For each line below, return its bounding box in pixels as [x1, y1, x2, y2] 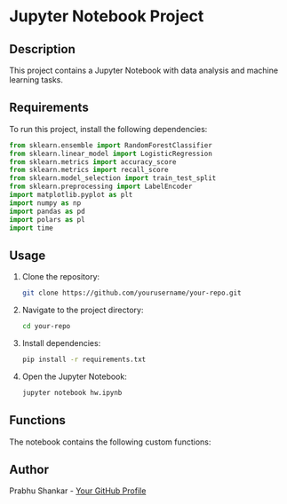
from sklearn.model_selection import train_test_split [9, 174, 217, 183]
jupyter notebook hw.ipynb [21, 388, 123, 397]
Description [9, 42, 76, 57]
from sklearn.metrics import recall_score [9, 166, 169, 175]
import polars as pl [9, 215, 86, 224]
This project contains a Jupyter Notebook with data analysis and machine [9, 65, 278, 75]
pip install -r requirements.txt [21, 355, 147, 364]
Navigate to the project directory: [21, 304, 144, 316]
